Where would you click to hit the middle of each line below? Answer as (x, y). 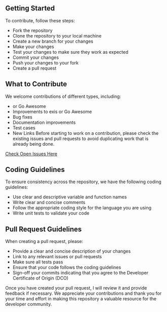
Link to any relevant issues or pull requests (57, 257)
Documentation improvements (44, 122)
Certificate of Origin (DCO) (40, 278)
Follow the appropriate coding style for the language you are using (82, 208)
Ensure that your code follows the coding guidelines (67, 267)
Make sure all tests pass (38, 262)
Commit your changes (36, 57)
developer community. (29, 304)
